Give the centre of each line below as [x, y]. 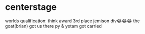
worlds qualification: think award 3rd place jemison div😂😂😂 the [72, 21]
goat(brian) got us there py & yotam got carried [53, 26]
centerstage [31, 7]
